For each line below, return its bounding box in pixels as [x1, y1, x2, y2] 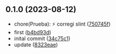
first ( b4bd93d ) [13, 28, 52, 35]
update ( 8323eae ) [13, 41, 58, 48]
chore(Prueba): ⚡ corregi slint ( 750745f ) [13, 20, 111, 27]
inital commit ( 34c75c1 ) [13, 35, 71, 42]
